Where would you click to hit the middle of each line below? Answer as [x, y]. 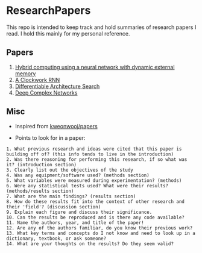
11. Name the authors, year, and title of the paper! [75, 223]
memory [25, 73]
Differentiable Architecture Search [57, 86]
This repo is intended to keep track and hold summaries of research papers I [101, 27]
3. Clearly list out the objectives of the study [70, 170]
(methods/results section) [40, 191]
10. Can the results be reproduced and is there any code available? [96, 217]
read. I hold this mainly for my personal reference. [68, 33]
